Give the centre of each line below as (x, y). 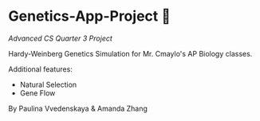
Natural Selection (48, 84)
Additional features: (41, 69)
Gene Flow (37, 93)
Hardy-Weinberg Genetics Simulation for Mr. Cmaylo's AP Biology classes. (130, 53)
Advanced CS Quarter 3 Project (61, 38)
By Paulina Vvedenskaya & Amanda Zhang (78, 108)
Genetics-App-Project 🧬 (90, 16)
